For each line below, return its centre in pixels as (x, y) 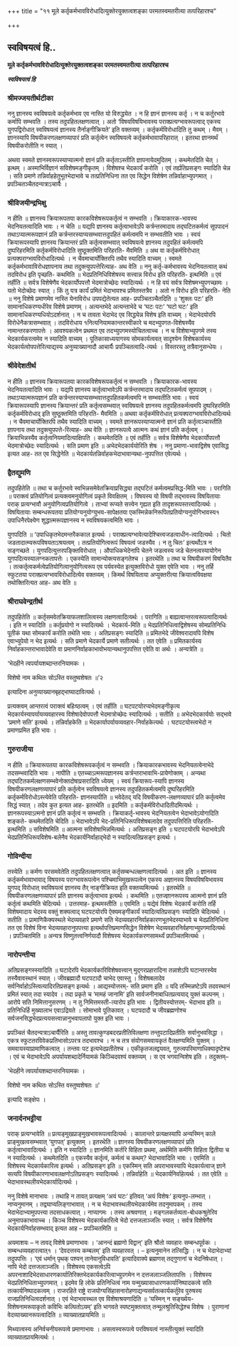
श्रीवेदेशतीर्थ (22, 366)
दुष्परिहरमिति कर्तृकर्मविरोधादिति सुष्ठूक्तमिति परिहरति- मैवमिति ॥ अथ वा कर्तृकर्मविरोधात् (103, 250)
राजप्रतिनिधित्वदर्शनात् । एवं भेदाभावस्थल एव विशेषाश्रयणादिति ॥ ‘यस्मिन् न (89, 1299)
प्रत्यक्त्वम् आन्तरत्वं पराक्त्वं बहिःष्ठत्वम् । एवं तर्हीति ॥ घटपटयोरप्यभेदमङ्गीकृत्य (94, 706)
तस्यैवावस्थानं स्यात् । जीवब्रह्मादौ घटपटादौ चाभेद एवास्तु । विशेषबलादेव (86, 978)
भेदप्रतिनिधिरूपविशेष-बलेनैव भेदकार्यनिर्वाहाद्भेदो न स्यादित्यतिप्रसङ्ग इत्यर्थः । (92, 837)
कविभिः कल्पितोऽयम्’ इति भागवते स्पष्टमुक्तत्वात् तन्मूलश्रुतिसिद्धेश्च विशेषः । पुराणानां (138, 1307)
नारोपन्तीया (21, 955)
